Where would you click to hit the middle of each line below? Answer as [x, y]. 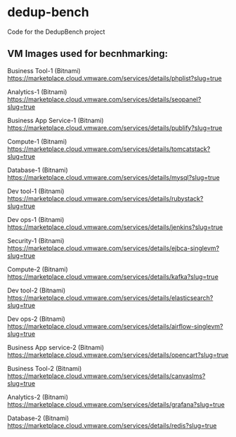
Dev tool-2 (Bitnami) [36, 290]
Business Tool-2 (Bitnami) [45, 368]
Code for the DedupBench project [56, 32]
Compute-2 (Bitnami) [38, 269]
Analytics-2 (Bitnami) [38, 397]
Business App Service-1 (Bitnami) [55, 120]
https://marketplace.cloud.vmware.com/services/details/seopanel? [104, 99]
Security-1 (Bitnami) [36, 240]
